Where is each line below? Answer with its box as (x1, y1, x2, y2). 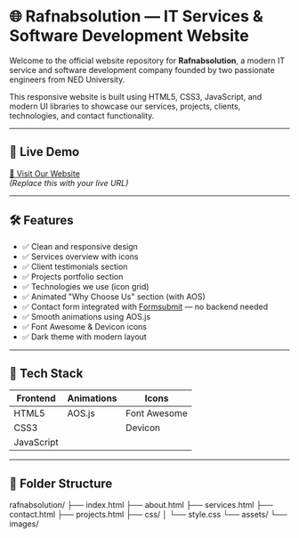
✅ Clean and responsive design (21, 240, 138, 251)
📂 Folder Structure (9, 476, 113, 491)
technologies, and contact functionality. (9, 110, 155, 121)
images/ (9, 518, 39, 529)
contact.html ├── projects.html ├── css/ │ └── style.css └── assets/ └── (9, 509, 287, 520)
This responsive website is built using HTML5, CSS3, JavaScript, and (9, 91, 263, 102)
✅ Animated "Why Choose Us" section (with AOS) (21, 291, 206, 302)
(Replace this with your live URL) (9, 177, 129, 188)
